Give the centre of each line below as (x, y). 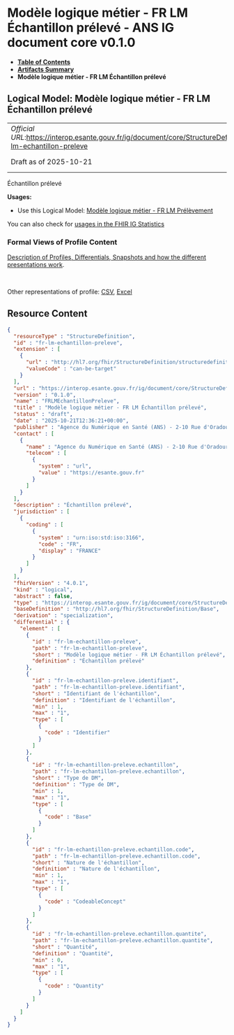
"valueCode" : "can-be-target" (71, 369)
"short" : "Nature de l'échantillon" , (88, 862)
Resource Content (47, 313)
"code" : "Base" (68, 817)
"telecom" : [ (46, 453)
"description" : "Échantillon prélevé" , (73, 505)
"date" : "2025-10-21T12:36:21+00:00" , (71, 421)
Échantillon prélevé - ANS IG (91, 28)
